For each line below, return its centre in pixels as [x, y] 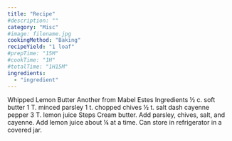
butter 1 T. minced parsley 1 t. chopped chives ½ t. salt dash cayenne [109, 108]
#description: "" [33, 21]
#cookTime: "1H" [31, 60]
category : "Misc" [33, 27]
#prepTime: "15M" [33, 54]
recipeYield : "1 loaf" [41, 47]
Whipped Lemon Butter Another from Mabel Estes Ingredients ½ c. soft [111, 100]
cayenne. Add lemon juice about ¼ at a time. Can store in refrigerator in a [115, 123]
